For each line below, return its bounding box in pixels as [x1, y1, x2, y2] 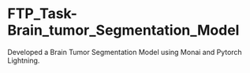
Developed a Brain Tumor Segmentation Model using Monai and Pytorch [7, 47, 242, 57]
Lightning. [7, 56, 40, 65]
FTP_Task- [7, 5, 78, 23]
